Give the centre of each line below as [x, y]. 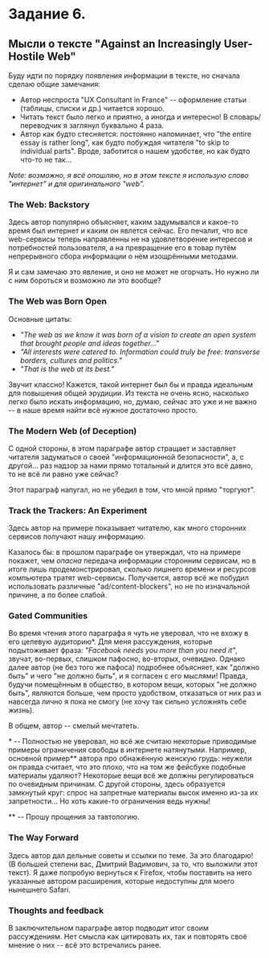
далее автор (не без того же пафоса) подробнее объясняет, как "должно [134, 667]
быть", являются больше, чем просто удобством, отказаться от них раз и [135, 693]
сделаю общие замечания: [54, 84]
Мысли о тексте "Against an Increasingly [115, 44]
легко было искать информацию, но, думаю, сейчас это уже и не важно [132, 401]
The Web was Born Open [57, 301]
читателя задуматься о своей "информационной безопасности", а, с [126, 456]
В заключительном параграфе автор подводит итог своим [108, 928]
